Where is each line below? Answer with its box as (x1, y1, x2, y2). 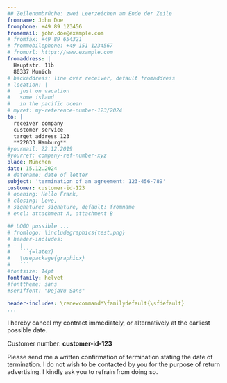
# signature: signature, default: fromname (7, 204, 135, 211)
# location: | (7, 81, 49, 88)
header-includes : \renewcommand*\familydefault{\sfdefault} (7, 300, 185, 307)
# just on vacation (7, 87, 70, 94)
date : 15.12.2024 (7, 164, 58, 172)
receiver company (13, 119, 64, 127)
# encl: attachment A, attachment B (7, 210, 113, 217)
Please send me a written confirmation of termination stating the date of (7, 353, 213, 361)
